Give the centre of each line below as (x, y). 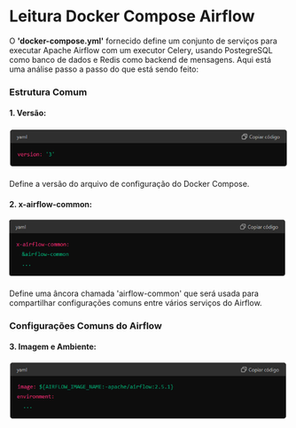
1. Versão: (28, 113)
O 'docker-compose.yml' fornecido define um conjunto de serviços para (143, 41)
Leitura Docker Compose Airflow (132, 16)
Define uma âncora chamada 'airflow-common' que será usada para (134, 293)
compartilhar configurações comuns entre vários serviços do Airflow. (136, 302)
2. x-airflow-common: (51, 204)
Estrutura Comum (48, 92)
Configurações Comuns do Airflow (86, 325)
